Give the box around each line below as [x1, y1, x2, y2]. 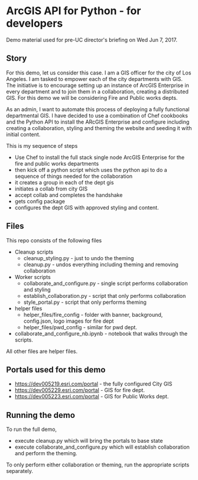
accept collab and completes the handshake [14, 191, 123, 199]
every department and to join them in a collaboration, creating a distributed [6, 87, 189, 95]
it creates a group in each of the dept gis [14, 179, 114, 186]
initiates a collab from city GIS [14, 185, 88, 192]
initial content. [6, 131, 41, 138]
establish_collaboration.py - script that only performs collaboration [23, 292, 186, 299]
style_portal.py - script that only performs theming [23, 299, 147, 306]
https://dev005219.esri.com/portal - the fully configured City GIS [14, 380, 173, 388]
